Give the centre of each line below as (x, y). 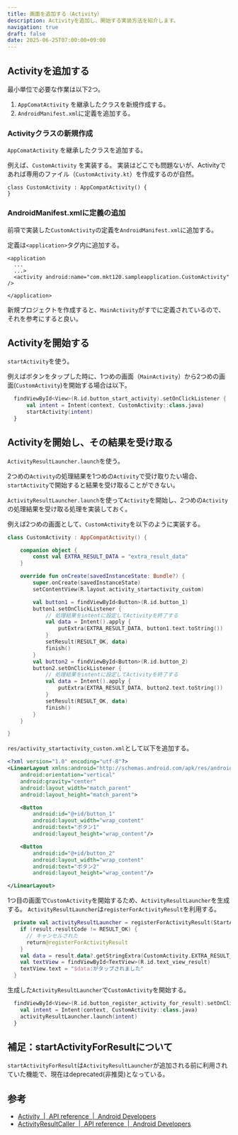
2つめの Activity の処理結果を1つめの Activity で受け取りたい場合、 (104, 476)
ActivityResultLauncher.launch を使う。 (66, 461)
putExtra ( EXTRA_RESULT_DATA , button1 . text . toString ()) (140, 629)
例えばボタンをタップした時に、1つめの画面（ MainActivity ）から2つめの (113, 376)
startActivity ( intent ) (59, 412)
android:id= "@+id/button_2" (74, 853)
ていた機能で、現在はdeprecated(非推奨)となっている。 (88, 1074)
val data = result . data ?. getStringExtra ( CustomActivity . (106, 955)
